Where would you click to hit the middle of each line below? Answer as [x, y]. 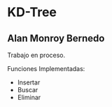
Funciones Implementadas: [46, 69]
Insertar [29, 82]
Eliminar [29, 97]
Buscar [28, 90]
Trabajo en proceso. [36, 55]
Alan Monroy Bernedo [56, 38]
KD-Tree [32, 12]
